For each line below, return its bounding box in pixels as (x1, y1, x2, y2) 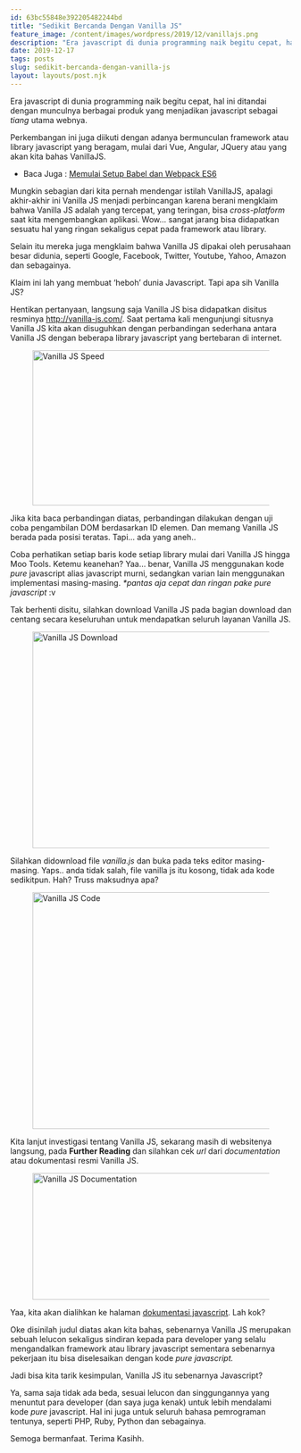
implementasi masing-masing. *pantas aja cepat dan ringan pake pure (10, 577, 272, 588)
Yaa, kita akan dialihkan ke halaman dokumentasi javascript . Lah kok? (10, 1307, 266, 1317)
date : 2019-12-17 (10, 46, 75, 55)
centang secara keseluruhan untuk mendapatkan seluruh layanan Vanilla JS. (10, 614, 291, 624)
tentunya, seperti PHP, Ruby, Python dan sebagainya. (10, 1415, 206, 1426)
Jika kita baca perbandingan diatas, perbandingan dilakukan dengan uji (10, 513, 273, 523)
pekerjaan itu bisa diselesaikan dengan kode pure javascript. (10, 1352, 234, 1363)
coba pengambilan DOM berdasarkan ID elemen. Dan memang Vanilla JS (10, 522, 279, 532)
